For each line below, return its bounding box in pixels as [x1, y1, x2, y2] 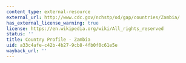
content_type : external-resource [6, 8, 91, 15]
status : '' [6, 31, 34, 37]
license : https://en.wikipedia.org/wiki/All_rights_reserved [6, 25, 164, 32]
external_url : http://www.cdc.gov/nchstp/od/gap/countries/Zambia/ [6, 14, 181, 20]
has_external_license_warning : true [6, 20, 99, 26]
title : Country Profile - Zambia [6, 37, 91, 43]
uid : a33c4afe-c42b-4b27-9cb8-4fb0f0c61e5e [6, 43, 118, 49]
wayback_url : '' [6, 48, 47, 54]
